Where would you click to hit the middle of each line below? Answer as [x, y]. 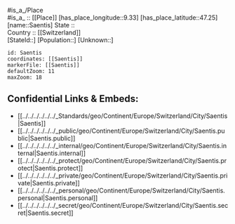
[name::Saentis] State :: [41, 25]
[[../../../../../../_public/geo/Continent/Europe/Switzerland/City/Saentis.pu [121, 131]
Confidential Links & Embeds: [73, 99]
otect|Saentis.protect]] [50, 168]
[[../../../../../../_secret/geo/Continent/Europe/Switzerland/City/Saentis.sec [123, 205]
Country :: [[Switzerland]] [44, 32]
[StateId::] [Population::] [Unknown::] [60, 40]
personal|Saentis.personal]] [58, 198]
